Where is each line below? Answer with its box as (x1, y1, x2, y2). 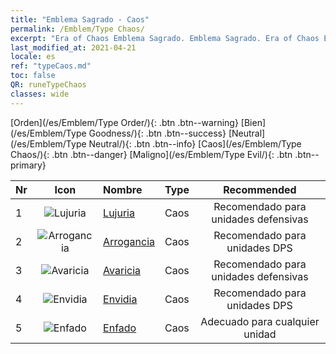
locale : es (10, 52, 56, 62)
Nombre (103, 182, 143, 196)
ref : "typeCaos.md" (10, 61, 92, 71)
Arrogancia (103, 234, 156, 248)
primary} (10, 159, 47, 171)
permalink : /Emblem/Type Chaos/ (10, 24, 145, 34)
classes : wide (10, 89, 70, 99)
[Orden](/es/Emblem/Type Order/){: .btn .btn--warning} (10, 116, 239, 128)
